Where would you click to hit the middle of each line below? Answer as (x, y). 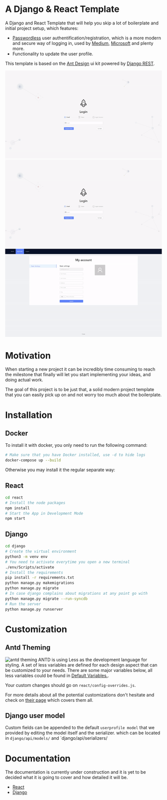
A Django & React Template (62, 9)
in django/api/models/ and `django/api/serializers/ (56, 738)
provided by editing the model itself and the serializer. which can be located (83, 733)
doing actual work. (24, 380)
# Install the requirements (34, 572)
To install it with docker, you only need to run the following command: (76, 445)
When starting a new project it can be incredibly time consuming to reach (80, 369)
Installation (29, 415)
